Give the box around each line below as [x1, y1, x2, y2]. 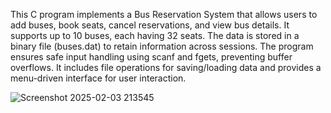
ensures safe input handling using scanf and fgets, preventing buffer [10, 51, 293, 63]
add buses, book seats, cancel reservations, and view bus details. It [10, 19, 290, 31]
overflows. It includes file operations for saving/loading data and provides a [10, 62, 322, 73]
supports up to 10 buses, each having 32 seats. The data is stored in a [10, 30, 300, 41]
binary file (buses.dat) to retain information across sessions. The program [10, 40, 314, 52]
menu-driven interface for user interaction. [10, 72, 187, 84]
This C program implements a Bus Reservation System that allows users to [10, 9, 318, 20]
